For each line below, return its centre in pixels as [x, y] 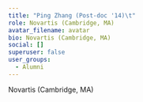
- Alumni [30, 67]
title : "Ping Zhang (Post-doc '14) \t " [72, 15]
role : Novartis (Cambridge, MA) [61, 23]
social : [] [26, 45]
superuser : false [37, 52]
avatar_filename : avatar [49, 30]
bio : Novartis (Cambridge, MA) [60, 38]
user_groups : [30, 60]
